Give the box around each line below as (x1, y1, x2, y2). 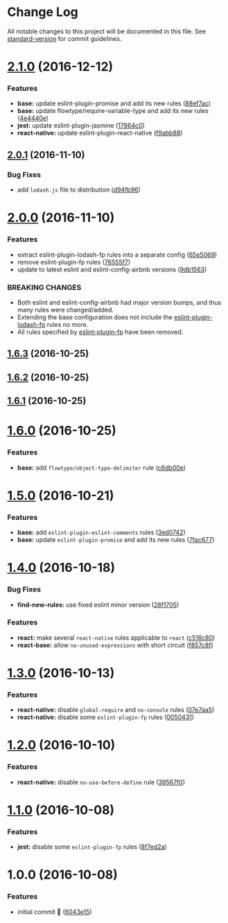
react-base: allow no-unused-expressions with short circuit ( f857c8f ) (17, 641, 213, 649)
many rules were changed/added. (17, 305, 114, 314)
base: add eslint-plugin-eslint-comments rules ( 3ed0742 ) (17, 528, 186, 536)
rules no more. (46, 320, 89, 328)
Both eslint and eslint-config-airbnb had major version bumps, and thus (17, 298, 222, 306)
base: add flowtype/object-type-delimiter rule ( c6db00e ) (17, 463, 186, 472)
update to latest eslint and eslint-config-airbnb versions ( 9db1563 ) (17, 265, 207, 273)
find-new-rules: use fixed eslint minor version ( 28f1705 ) (17, 600, 179, 609)
